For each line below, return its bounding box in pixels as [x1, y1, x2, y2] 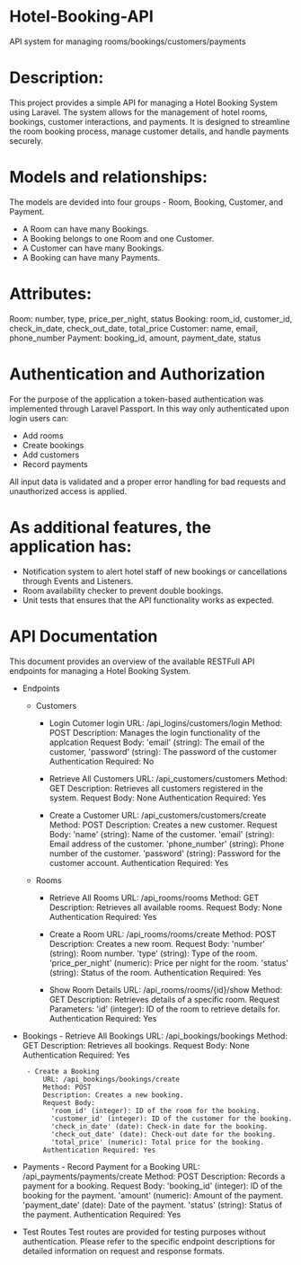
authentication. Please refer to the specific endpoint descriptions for [22, 1235, 276, 1246]
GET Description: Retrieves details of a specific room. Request [49, 994, 280, 1004]
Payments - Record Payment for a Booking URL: [22, 1161, 200, 1172]
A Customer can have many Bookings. [22, 243, 164, 253]
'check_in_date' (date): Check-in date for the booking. [50, 1121, 269, 1131]
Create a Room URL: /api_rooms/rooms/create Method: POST [49, 928, 277, 940]
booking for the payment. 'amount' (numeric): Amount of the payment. [22, 1190, 284, 1200]
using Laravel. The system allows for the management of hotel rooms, [9, 106, 268, 118]
